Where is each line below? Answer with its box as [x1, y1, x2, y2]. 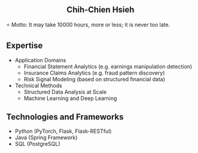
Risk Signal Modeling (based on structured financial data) [23, 75, 166, 82]
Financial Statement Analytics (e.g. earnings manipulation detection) [23, 63, 193, 70]
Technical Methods [14, 82, 63, 89]
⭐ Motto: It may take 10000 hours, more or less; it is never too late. [6, 21, 170, 28]
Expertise [6, 41, 43, 51]
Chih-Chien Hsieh [66, 5, 135, 15]
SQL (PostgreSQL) [14, 140, 61, 148]
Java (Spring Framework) [14, 134, 78, 141]
